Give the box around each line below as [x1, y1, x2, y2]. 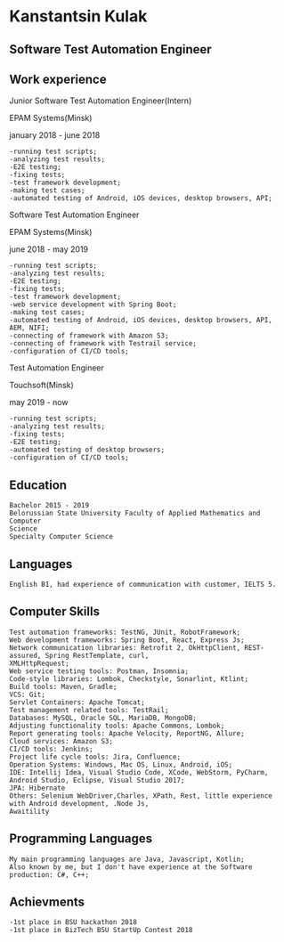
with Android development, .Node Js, [9, 799, 150, 808]
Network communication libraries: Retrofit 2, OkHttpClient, [9, 643, 241, 652]
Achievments [9, 895, 85, 910]
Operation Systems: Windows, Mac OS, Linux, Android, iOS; [9, 759, 233, 769]
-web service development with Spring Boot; [9, 300, 177, 309]
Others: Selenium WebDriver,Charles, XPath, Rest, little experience [9, 791, 273, 800]
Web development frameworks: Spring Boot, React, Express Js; [9, 635, 245, 645]
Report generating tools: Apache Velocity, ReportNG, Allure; [9, 728, 245, 738]
